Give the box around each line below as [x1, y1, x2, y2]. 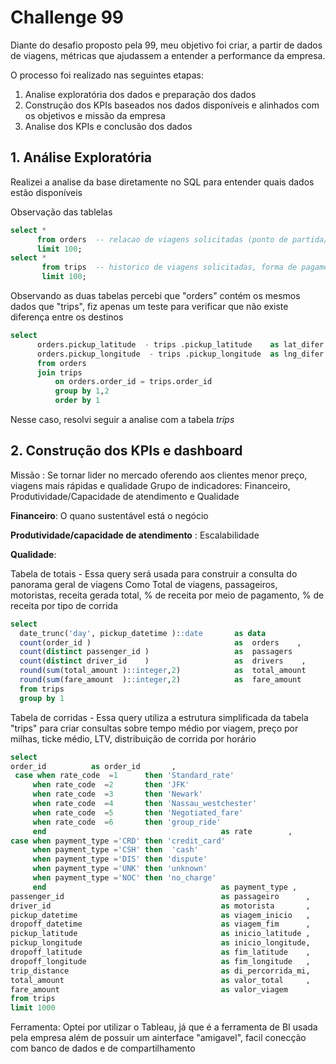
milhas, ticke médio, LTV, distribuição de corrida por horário [10, 732, 257, 745]
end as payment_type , [32, 882, 298, 892]
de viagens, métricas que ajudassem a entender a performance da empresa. [10, 49, 326, 61]
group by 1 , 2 [54, 386, 110, 396]
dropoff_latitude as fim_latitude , [10, 947, 311, 958]
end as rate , [32, 826, 293, 836]
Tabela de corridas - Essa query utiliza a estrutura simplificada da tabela [10, 711, 309, 723]
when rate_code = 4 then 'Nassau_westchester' [32, 799, 257, 809]
